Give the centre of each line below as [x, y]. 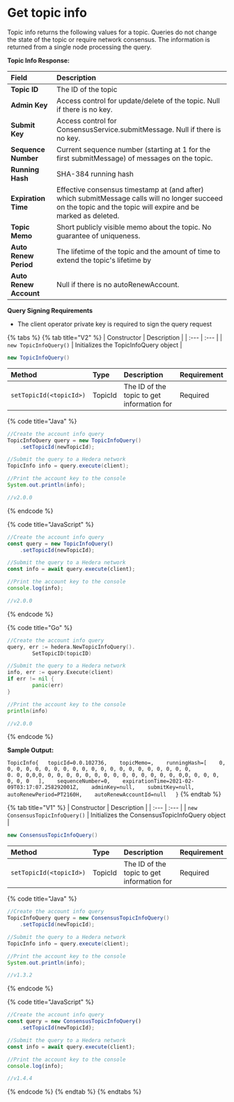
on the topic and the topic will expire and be [128, 207]
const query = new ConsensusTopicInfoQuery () [74, 1021]
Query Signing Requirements [50, 310]
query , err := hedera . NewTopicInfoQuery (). [71, 647]
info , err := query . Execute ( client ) [60, 673]
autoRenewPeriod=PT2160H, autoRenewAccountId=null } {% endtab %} [114, 794]
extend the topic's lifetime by [104, 260]
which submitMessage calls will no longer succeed [140, 198]
